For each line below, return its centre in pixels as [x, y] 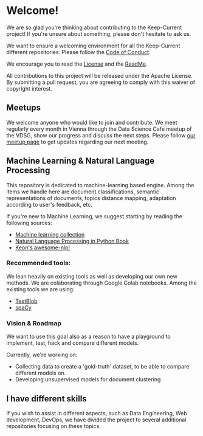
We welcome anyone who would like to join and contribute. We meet [92, 122]
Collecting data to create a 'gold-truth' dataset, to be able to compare [102, 367]
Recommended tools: [39, 263]
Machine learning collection [50, 234]
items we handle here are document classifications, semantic [83, 192]
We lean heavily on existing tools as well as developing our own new [92, 276]
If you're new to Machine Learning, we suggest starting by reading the [94, 216]
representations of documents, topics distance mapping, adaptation [91, 198]
